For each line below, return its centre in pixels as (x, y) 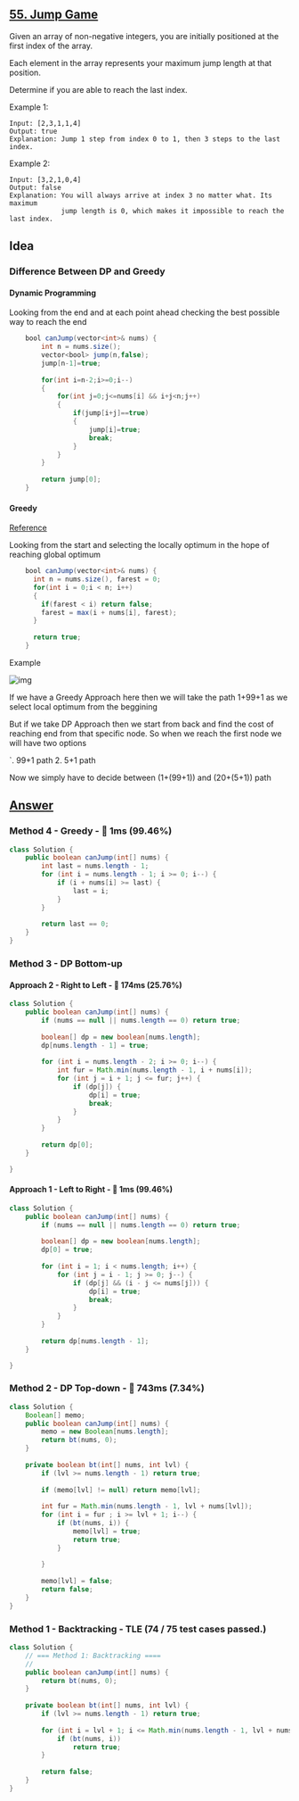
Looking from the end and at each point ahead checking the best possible (145, 312)
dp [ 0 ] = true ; (67, 1250)
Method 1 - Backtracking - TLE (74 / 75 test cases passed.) (138, 1629)
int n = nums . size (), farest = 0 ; (97, 579)
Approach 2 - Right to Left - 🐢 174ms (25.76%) (96, 984)
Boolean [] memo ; (56, 1415)
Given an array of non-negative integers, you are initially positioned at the (144, 36)
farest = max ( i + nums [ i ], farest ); (109, 612)
